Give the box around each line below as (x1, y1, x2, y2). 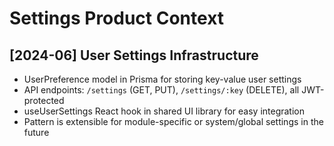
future (23, 127, 50, 138)
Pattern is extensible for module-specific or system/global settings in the (23, 116, 324, 127)
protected (23, 95, 65, 106)
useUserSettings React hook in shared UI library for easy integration (23, 105, 306, 117)
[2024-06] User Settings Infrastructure (9, 47, 259, 64)
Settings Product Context (9, 7, 225, 30)
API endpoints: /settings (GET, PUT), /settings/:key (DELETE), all (23, 84, 300, 96)
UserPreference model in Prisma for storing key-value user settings (23, 73, 302, 85)
